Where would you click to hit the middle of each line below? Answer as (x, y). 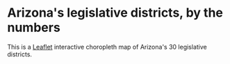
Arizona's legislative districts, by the (115, 13)
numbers (34, 27)
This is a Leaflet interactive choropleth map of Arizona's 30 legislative (107, 47)
